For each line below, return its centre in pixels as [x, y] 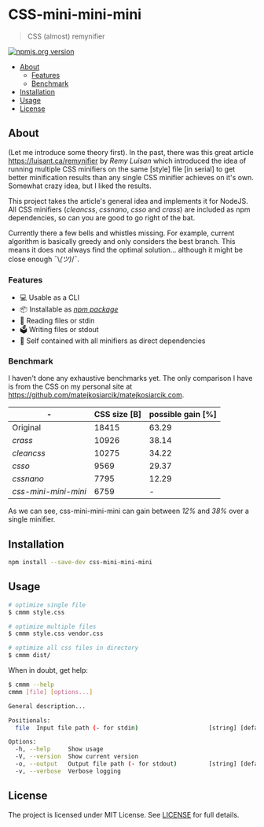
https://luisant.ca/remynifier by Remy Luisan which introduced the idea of [127, 161]
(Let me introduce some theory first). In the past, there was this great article [131, 152]
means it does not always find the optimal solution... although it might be [126, 249]
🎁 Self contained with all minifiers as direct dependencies [112, 341]
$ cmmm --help [31, 685]
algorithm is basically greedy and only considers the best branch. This [122, 241]
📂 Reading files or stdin [57, 321]
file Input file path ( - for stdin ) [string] [126, 728]
